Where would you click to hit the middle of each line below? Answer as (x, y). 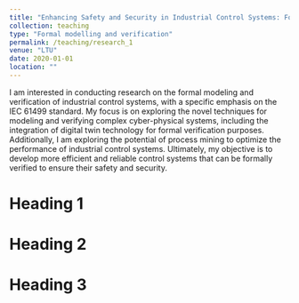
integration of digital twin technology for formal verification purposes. (137, 130)
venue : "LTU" (33, 51)
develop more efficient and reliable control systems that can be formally (141, 158)
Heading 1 (47, 204)
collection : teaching (49, 26)
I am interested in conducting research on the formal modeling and (131, 92)
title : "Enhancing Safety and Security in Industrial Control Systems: (145, 17)
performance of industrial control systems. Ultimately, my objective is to (141, 148)
